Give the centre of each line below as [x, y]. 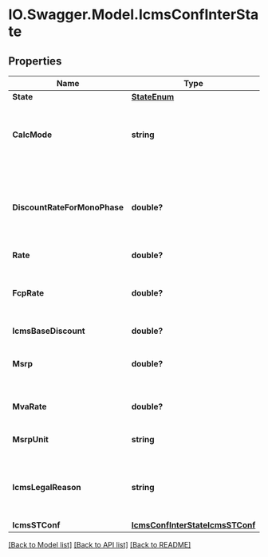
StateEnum [153, 97]
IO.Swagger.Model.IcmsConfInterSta [134, 15]
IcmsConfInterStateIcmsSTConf [193, 525]
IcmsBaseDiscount [49, 331]
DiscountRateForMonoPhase [68, 207]
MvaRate [30, 406]
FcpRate [28, 293]
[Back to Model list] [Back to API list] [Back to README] [100, 545]
